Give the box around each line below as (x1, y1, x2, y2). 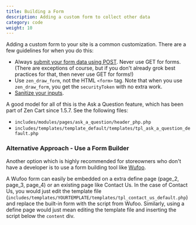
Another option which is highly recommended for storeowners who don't (6, 157, 181, 164)
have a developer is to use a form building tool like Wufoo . (6, 164, 146, 171)
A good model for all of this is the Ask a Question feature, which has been (6, 101, 184, 108)
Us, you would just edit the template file (6, 188, 102, 195)
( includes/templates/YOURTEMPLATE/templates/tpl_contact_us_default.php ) (6, 193, 188, 200)
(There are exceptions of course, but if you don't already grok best (14, 65, 176, 72)
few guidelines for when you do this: (6, 47, 94, 54)
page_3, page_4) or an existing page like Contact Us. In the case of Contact (6, 181, 188, 188)
